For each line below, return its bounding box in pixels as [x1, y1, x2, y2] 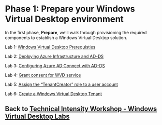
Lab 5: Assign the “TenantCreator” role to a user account [5, 81, 118, 87]
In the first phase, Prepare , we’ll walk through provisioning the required [5, 29, 147, 35]
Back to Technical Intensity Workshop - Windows [5, 105, 157, 113]
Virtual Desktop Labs [5, 112, 70, 121]
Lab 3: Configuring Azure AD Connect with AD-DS [5, 63, 105, 69]
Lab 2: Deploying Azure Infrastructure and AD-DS [5, 53, 104, 59]
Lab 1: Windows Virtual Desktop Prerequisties [5, 44, 96, 50]
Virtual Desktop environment [5, 14, 124, 25]
